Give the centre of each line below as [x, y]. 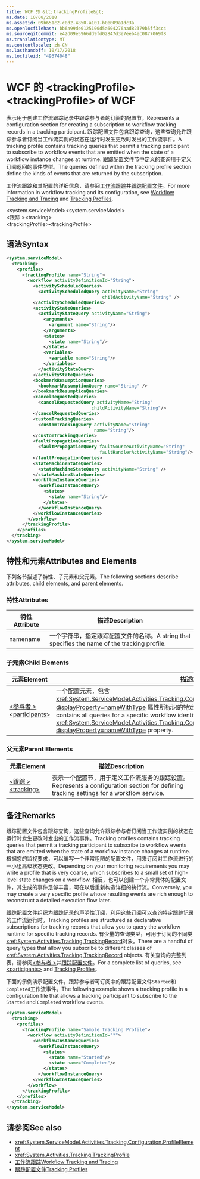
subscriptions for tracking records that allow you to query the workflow [93, 927]
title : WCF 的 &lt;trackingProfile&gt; [55, 12]
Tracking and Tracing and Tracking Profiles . [60, 199]
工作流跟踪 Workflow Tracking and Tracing [66, 1162]
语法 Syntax [27, 244]
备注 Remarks [31, 816]
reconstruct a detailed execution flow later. [59, 901]
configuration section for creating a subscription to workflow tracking [91, 124]
